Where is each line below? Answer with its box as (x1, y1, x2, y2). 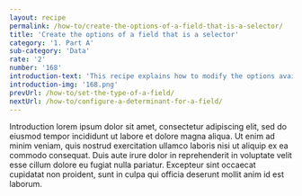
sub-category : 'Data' (9, 47, 91, 56)
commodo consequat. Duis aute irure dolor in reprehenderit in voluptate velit (9, 150, 292, 161)
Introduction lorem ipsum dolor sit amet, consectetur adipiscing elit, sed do (9, 121, 288, 132)
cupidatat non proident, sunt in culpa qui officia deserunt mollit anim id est (9, 169, 285, 180)
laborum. (9, 179, 43, 190)
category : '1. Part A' (9, 38, 94, 48)
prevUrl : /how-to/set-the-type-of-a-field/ (9, 88, 175, 97)
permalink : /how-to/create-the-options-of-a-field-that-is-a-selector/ (9, 22, 283, 31)
